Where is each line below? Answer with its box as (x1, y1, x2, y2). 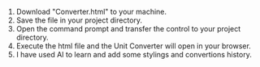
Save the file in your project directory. (15, 15, 143, 25)
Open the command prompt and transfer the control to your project (15, 24, 241, 33)
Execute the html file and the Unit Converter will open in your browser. (15, 41, 252, 51)
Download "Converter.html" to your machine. (15, 7, 167, 16)
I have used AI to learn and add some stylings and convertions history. (15, 50, 252, 59)
